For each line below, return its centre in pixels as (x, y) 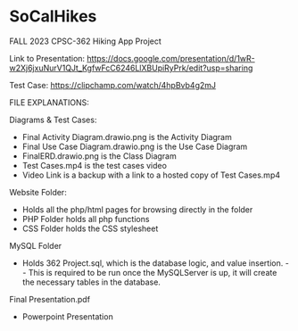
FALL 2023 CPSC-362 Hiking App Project (86, 41)
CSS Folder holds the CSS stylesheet (90, 228)
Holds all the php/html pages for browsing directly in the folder (137, 209)
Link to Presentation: (47, 58)
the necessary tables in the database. (91, 282)
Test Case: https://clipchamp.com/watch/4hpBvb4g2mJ (113, 85)
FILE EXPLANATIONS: (49, 102)
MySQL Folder (36, 245)
